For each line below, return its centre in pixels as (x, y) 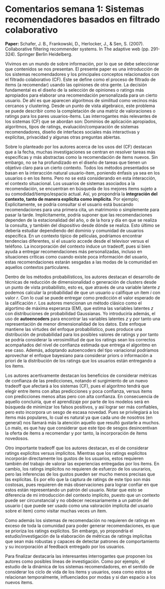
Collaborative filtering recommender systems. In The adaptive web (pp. (77, 49)
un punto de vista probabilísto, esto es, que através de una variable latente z (82, 287)
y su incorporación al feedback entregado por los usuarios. (65, 547)
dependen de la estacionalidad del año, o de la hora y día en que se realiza (81, 220)
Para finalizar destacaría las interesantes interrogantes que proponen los (79, 556)
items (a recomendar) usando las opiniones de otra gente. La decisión (76, 84)
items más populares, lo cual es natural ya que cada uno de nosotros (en (79, 417)
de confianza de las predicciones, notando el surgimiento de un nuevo (77, 380)
